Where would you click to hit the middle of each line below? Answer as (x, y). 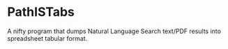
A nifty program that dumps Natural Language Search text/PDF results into (114, 31)
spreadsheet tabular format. (47, 38)
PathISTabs (41, 12)
